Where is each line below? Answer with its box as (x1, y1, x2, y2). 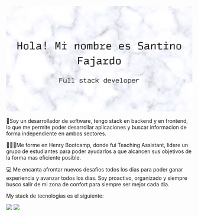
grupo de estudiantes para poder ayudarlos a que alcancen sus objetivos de (6, 148, 192, 155)
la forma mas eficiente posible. (6, 154, 82, 161)
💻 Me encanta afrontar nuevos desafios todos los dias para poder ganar (6, 166, 183, 173)
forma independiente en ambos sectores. (6, 130, 106, 137)
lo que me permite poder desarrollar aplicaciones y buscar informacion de (6, 123, 187, 131)
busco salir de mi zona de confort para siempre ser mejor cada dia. (6, 180, 170, 188)
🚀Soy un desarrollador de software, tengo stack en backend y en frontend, (6, 117, 188, 124)
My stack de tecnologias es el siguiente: (6, 192, 105, 199)
